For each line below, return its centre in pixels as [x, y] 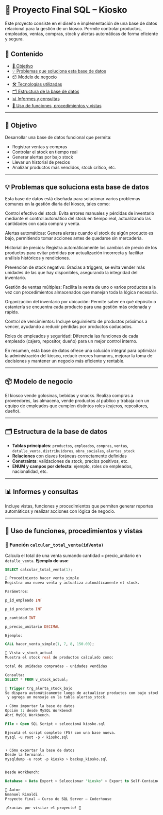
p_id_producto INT [24, 609]
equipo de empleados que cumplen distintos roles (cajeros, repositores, [77, 406]
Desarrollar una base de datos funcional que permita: [58, 137]
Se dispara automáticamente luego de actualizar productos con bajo [76, 693]
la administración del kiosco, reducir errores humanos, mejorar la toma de [79, 356]
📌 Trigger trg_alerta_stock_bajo [39, 688]
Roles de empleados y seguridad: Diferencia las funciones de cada [72, 336]
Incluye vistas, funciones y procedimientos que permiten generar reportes [79, 506]
